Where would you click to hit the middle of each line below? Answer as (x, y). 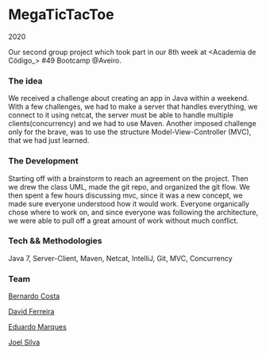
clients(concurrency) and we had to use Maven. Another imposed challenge (132, 124)
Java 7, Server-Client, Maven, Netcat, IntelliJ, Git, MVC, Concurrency (120, 258)
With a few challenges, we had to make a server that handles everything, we (133, 107)
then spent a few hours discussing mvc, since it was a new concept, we (126, 195)
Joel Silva (24, 342)
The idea (25, 81)
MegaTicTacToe (61, 15)
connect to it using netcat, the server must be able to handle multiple (121, 115)
